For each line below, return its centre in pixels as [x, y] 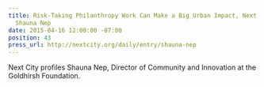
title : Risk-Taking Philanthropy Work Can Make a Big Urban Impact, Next [133, 15]
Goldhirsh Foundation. [44, 76]
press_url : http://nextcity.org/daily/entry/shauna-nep [102, 45]
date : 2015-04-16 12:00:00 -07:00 [65, 30]
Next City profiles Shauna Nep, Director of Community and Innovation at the [132, 67]
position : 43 [30, 38]
